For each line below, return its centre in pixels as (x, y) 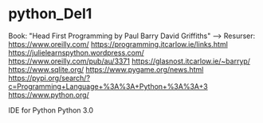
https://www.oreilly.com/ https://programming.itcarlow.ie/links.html (118, 44)
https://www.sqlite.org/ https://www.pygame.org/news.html (106, 69)
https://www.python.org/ (49, 94)
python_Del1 (50, 14)
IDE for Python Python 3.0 (51, 110)
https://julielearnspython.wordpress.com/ (77, 52)
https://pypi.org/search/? (49, 78)
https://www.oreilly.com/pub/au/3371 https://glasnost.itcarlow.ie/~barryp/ (130, 61)
